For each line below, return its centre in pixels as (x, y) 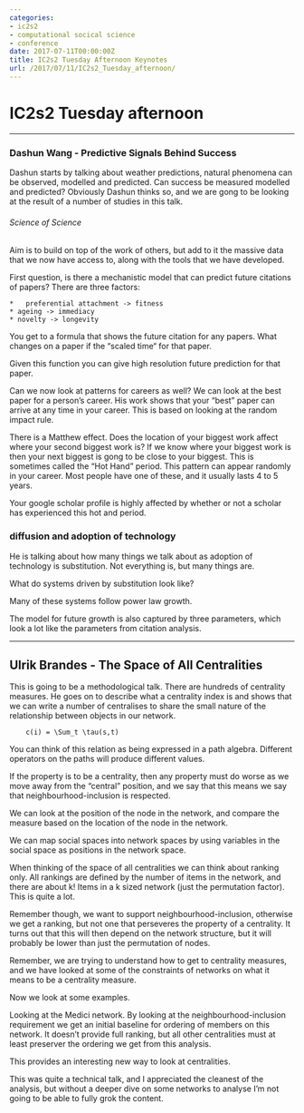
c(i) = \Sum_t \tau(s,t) (72, 732)
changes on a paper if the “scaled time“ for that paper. (111, 347)
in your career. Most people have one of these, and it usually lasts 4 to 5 (144, 476)
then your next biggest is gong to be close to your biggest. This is (132, 457)
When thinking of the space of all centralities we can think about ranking (144, 868)
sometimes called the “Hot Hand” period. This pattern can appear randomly (150, 466)
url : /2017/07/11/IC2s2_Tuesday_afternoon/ (93, 69)
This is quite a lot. (42, 897)
